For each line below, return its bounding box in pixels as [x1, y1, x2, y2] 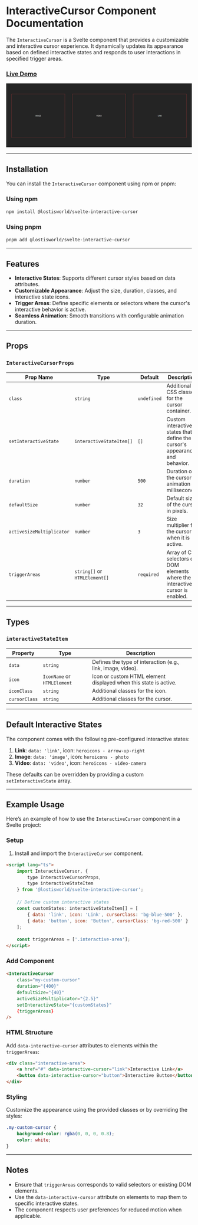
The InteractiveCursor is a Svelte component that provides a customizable [6, 36, 189, 43]
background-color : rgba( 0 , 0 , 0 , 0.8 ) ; [16, 1131, 115, 1137]
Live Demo [6, 70, 37, 78]
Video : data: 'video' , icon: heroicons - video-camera [14, 759, 147, 767]
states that [166, 428, 193, 435]
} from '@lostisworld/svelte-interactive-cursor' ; [16, 887, 144, 893]
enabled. [166, 592, 188, 600]
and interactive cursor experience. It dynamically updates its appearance [6, 42, 184, 50]
